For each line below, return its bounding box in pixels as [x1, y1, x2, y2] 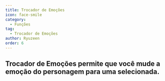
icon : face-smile [5, 12, 42, 17]
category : [5, 17, 26, 22]
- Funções [10, 21, 31, 27]
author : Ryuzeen [5, 36, 40, 41]
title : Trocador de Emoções [5, 7, 65, 13]
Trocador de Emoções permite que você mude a [5, 60, 160, 68]
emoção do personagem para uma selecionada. [5, 67, 159, 76]
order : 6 [5, 41, 24, 46]
